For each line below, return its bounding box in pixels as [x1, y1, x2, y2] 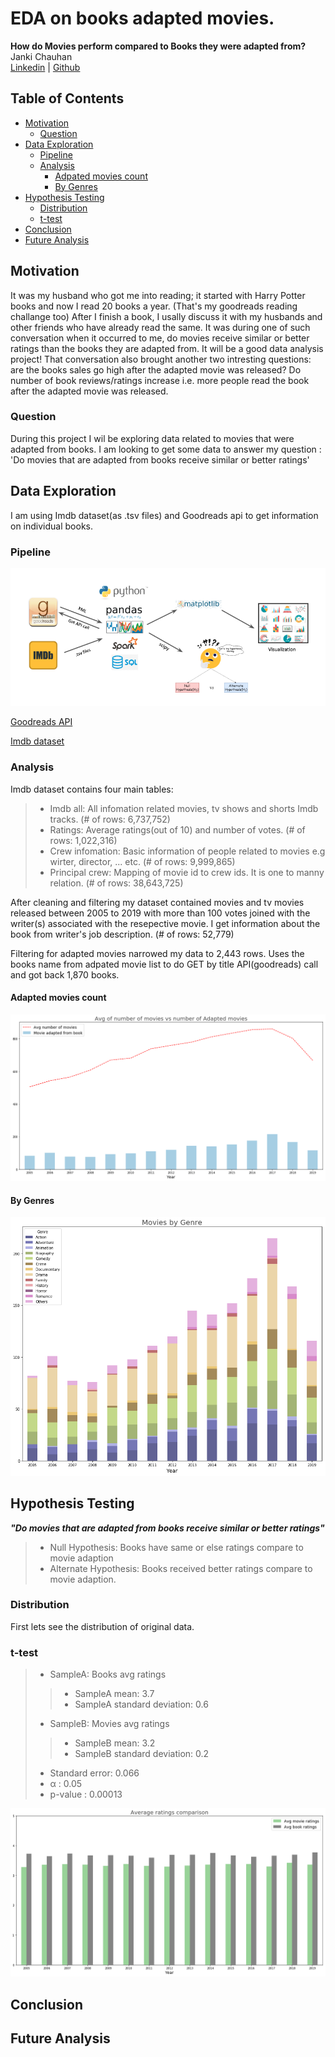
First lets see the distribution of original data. [10, 1620, 195, 1632]
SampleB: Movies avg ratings [49, 1718, 170, 1730]
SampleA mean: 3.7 [74, 1688, 155, 1700]
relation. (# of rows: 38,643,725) [49, 877, 184, 889]
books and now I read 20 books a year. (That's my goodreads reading [10, 300, 298, 312]
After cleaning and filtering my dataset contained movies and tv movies [10, 896, 305, 908]
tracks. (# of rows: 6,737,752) [49, 813, 171, 825]
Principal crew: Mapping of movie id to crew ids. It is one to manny [49, 866, 325, 878]
